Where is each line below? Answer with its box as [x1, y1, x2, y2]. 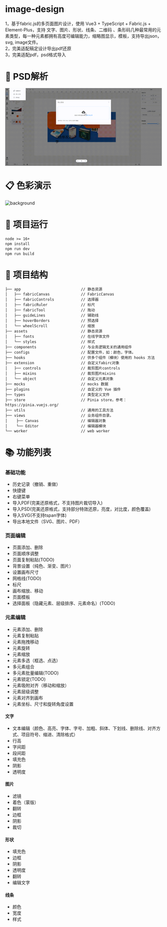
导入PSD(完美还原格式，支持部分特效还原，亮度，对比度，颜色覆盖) [12, 506, 151, 512]
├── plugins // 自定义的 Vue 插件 [5, 387, 121, 392]
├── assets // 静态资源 [5, 329, 103, 334]
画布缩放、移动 [12, 588, 43, 594]
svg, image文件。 [5, 39, 41, 45]
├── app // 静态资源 [5, 287, 103, 292]
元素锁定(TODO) [12, 676, 46, 682]
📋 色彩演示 [5, 180, 52, 191]
